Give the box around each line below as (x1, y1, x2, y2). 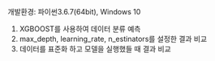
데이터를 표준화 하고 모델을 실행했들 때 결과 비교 (19, 44, 171, 54)
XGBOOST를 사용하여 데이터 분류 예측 (19, 24, 141, 34)
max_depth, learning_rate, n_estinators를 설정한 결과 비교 (19, 35, 208, 43)
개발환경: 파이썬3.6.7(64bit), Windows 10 (7, 7, 141, 16)
